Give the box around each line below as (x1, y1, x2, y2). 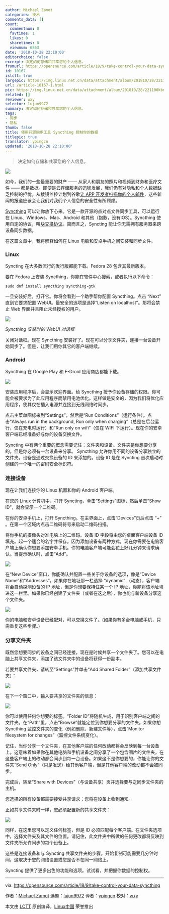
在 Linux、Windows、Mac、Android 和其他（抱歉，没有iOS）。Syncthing (5, 214, 156, 221)
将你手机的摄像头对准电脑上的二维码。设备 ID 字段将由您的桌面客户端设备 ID (5, 532, 163, 538)
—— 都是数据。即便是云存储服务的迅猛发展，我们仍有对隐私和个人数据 (11, 185, 157, 191)
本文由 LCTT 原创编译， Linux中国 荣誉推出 (5, 903, 94, 909)
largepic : (5, 78, 26, 83)
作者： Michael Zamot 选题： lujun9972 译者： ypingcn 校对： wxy (5, 893, 138, 899)
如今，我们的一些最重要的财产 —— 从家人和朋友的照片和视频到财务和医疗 (5, 179, 157, 185)
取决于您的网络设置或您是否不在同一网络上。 (18, 857, 111, 863)
